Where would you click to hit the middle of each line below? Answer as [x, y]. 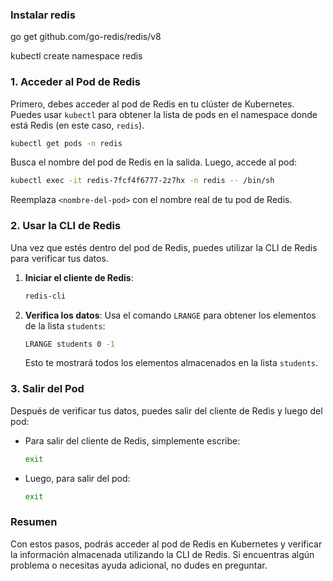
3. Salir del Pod [47, 389]
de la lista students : [65, 325]
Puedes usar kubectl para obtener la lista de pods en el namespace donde [164, 114]
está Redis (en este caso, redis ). [77, 125]
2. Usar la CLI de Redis [66, 226]
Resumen [34, 522]
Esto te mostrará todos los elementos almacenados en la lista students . [171, 363]
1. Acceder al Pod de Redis [75, 82]
